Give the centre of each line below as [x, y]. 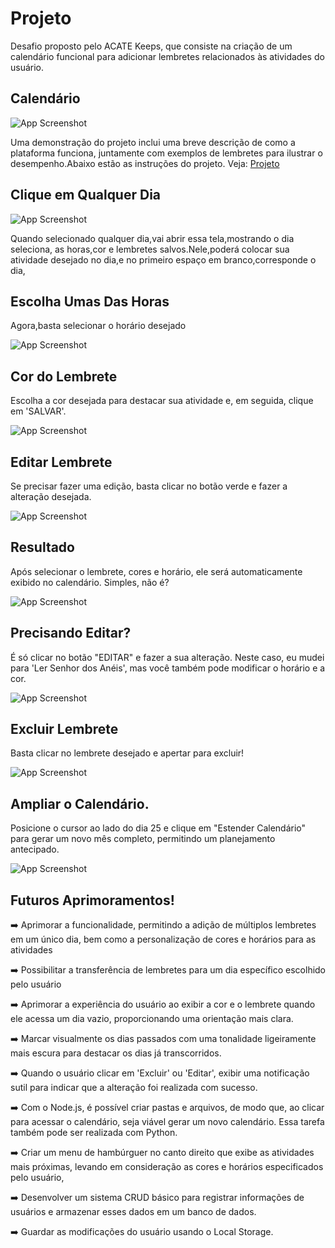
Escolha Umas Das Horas [90, 301]
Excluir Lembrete [64, 729]
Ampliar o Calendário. [80, 803]
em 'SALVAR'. [38, 411]
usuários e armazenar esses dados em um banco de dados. [133, 1212]
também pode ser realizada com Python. [94, 1133]
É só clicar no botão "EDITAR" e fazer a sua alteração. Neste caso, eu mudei [167, 657]
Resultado [42, 547]
